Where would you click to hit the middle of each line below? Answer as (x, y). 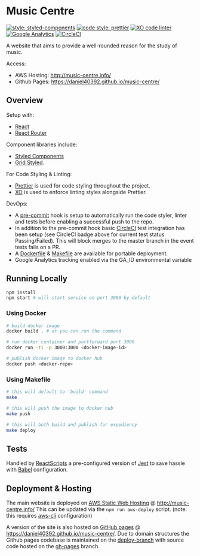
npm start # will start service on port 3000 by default (79, 298)
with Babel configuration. (37, 470)
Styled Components (39, 156)
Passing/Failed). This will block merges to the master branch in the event (104, 240)
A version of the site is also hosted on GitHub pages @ (73, 527)
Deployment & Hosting (49, 489)
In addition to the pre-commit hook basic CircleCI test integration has (100, 228)
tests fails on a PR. (38, 247)
